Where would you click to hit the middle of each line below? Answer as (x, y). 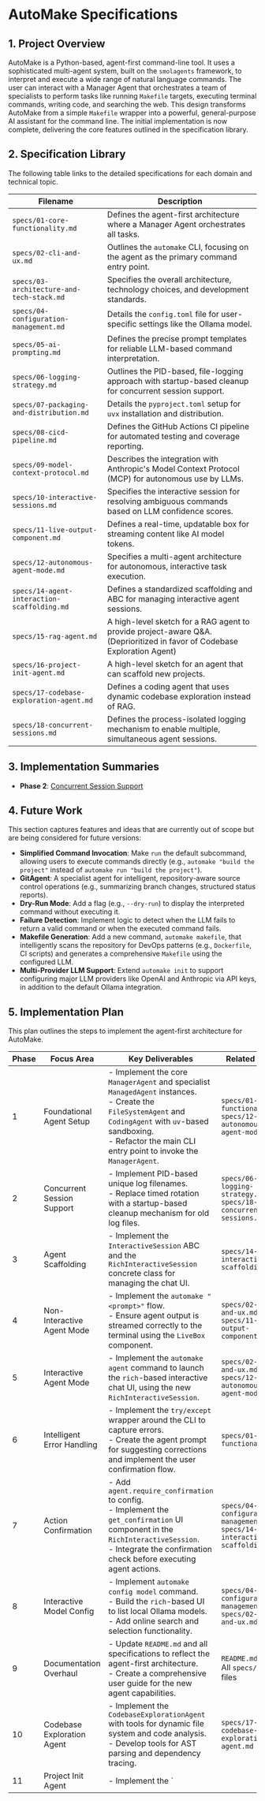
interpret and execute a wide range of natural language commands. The (125, 79)
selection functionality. (151, 1631)
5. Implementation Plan (66, 1012)
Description (180, 201)
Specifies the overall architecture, (169, 279)
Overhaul (61, 1673)
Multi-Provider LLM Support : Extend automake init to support (121, 971)
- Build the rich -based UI (157, 1602)
